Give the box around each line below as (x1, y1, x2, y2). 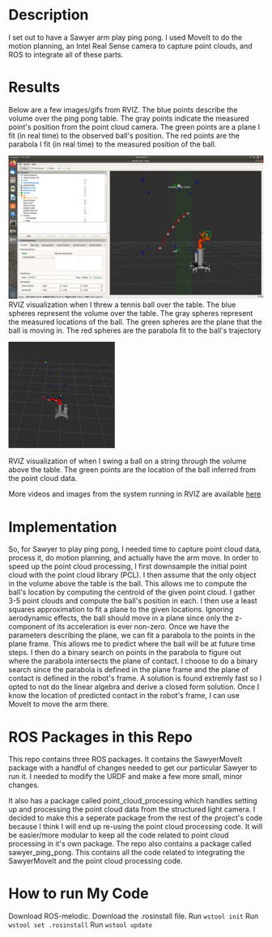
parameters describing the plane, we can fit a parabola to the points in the (8, 630, 256, 641)
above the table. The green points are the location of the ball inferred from (8, 465, 257, 475)
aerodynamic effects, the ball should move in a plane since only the (8, 613, 233, 623)
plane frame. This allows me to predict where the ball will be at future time (8, 639, 256, 649)
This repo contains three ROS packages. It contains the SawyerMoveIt (8, 755, 243, 765)
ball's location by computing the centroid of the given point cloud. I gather (8, 587, 256, 597)
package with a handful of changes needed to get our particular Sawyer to (8, 763, 257, 773)
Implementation (8, 517, 117, 536)
